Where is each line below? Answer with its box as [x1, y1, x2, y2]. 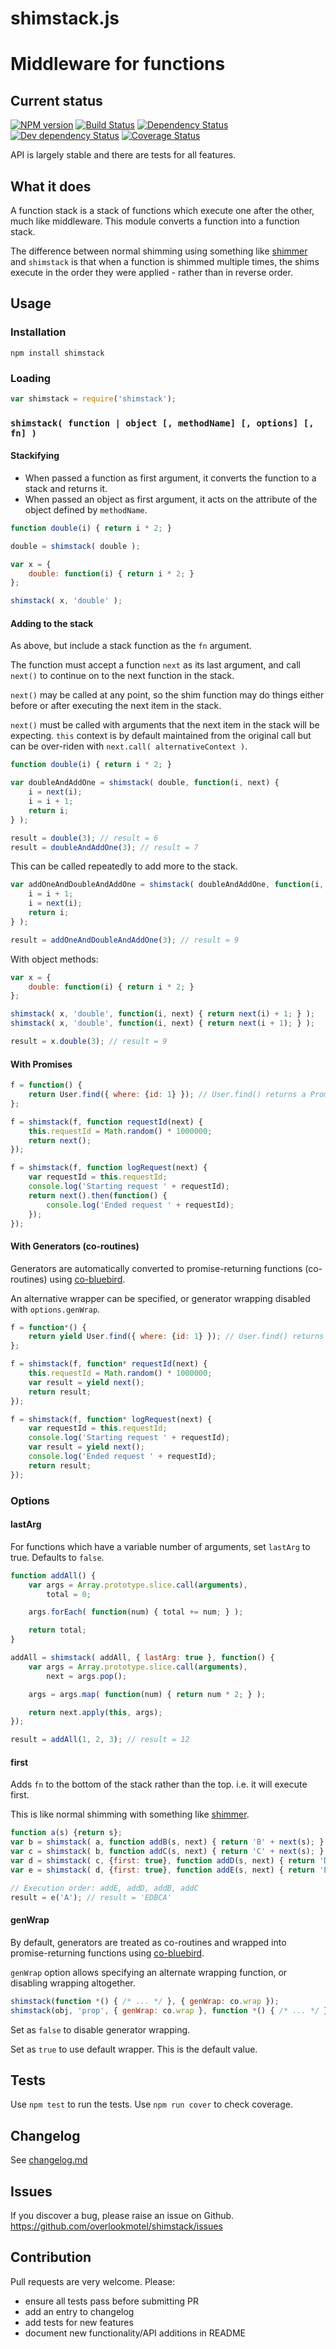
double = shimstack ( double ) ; [10, 541, 141, 551]
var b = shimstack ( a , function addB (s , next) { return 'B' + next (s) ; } [10, 1837, 325, 1847]
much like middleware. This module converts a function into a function [10, 215, 300, 227]
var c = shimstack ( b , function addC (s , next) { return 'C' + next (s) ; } [10, 1847, 325, 1857]
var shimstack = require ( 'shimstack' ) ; [10, 393, 177, 404]
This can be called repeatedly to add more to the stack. [10, 860, 238, 872]
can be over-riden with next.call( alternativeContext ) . [10, 740, 248, 752]
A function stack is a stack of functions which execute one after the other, [10, 205, 315, 216]
